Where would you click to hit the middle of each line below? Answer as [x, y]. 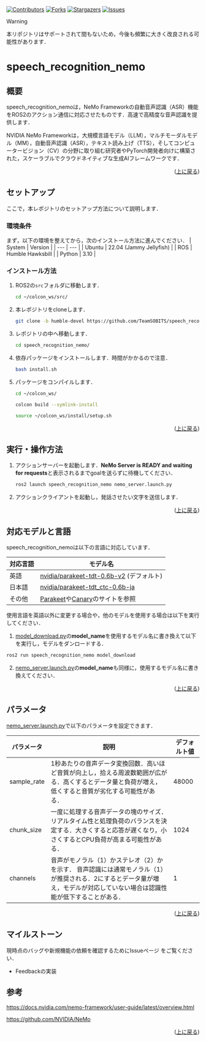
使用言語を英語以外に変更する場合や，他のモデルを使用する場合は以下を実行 [103, 615]
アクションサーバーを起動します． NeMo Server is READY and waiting [104, 465]
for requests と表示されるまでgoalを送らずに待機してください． [96, 473]
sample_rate [27, 781]
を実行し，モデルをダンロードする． [61, 644]
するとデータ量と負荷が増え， [118, 781]
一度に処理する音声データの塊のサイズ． [109, 811]
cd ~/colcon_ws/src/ [41, 297]
